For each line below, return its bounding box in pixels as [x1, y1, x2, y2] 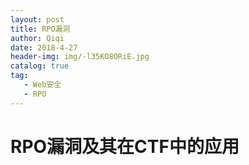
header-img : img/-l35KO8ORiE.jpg [10, 52, 150, 62]
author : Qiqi [10, 33, 65, 43]
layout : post [10, 14, 65, 25]
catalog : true [10, 61, 70, 71]
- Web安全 [23, 80, 62, 90]
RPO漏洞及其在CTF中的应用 [10, 135, 240, 158]
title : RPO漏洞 [10, 24, 71, 34]
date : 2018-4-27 [10, 42, 78, 53]
